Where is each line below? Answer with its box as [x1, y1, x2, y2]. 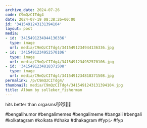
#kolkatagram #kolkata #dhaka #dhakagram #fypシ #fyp [5, 117, 124, 123]
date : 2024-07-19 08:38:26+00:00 [5, 17, 76, 22]
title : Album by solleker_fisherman [5, 87, 82, 93]
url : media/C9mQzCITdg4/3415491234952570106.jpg [10, 59, 114, 64]
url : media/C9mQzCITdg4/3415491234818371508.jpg [10, 73, 114, 78]
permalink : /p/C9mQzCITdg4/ [5, 78, 65, 83]
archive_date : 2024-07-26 [5, 7, 60, 13]
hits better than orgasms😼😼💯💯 [5, 101, 71, 107]
